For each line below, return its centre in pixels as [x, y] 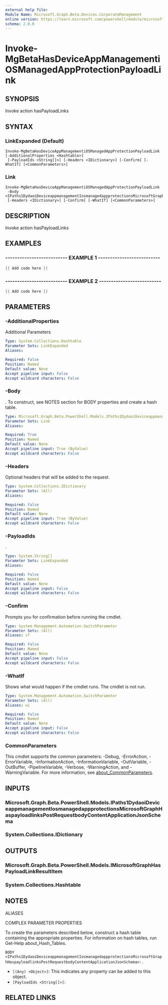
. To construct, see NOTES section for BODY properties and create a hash [81, 402]
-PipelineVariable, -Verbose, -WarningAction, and [78, 767]
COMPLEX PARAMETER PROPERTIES [44, 923]
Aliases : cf [17, 635]
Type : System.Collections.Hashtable [43, 341]
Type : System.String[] [29, 556]
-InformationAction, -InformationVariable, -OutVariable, [91, 762]
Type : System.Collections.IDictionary [45, 486]
